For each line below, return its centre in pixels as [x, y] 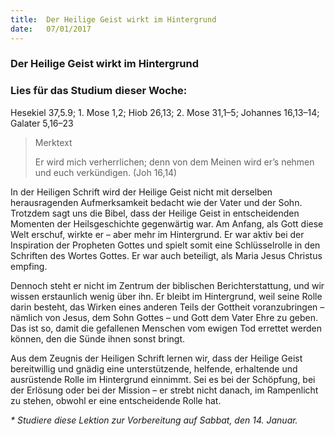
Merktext [53, 142]
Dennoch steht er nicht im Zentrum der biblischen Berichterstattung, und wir [167, 285]
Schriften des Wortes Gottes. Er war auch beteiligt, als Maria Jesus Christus [166, 255]
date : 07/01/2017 [51, 29]
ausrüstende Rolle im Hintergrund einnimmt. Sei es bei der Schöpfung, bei [163, 379]
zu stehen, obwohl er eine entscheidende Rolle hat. [116, 400]
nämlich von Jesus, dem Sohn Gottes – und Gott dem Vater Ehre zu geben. [164, 317]
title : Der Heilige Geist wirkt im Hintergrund [113, 19]
